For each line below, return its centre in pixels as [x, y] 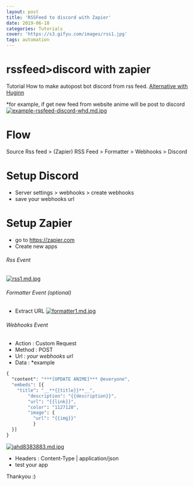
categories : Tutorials [35, 29]
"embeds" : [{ [28, 385]
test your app [31, 464]
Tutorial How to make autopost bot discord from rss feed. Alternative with [97, 86]
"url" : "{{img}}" [55, 419]
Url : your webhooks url [44, 356]
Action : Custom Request [46, 343]
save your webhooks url [45, 198]
